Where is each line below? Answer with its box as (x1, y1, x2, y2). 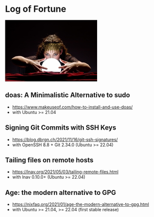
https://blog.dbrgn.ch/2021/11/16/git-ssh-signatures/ (12, 136, 118, 142)
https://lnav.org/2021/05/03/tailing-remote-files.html (12, 169, 119, 175)
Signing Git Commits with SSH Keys (5, 124, 116, 132)
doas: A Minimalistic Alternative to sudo (5, 91, 130, 99)
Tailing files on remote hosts (5, 156, 94, 164)
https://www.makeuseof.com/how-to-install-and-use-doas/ (12, 104, 133, 110)
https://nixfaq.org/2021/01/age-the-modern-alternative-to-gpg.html (12, 201, 150, 207)
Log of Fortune (5, 3, 66, 15)
